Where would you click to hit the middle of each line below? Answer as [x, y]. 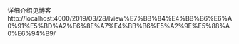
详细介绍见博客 [29, 10]
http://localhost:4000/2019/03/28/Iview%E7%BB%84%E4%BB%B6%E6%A [120, 18]
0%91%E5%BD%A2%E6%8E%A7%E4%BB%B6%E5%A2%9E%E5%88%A [119, 26]
